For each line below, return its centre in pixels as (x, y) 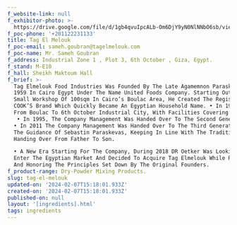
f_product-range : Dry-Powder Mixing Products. (77, 171)
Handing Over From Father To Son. (64, 139)
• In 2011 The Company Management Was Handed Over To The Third (110, 126)
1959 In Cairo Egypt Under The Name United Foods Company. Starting (116, 93)
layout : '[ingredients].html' (52, 204)
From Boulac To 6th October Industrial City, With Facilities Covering (121, 112)
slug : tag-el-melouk (38, 178)
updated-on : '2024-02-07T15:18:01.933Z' (68, 185)
